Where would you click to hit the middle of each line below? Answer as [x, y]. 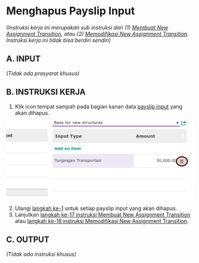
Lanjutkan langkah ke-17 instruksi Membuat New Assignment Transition [102, 214]
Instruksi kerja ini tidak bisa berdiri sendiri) [59, 40]
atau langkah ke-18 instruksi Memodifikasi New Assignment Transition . [102, 221]
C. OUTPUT [28, 240]
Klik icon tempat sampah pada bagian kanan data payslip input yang [99, 106]
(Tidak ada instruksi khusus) [41, 254]
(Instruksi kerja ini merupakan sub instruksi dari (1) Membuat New [87, 27]
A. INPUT [23, 59]
